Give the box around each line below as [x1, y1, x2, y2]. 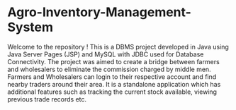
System [7, 19, 54, 35]
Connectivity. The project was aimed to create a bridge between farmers [7, 57, 220, 66]
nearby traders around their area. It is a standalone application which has [7, 80, 221, 88]
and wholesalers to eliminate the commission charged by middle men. [7, 65, 211, 73]
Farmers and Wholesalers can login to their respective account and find [7, 72, 217, 81]
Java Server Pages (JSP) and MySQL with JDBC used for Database [7, 50, 204, 59]
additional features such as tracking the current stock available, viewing [7, 87, 218, 96]
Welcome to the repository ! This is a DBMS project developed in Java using [7, 42, 229, 51]
